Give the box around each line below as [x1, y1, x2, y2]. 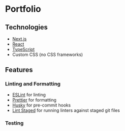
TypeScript [12, 47, 35, 52]
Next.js [12, 36, 27, 42]
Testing [5, 119, 24, 126]
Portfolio [5, 3, 41, 15]
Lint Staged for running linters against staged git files [12, 107, 120, 113]
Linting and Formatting [5, 80, 61, 87]
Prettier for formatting [12, 97, 57, 103]
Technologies [5, 23, 48, 31]
